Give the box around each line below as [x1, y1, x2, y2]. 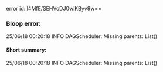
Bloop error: [6, 19, 41, 28]
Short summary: [6, 46, 47, 53]
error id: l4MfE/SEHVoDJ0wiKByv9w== [6, 5, 101, 12]
